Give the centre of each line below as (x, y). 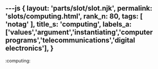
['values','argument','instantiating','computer (79, 32)
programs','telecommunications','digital (70, 40)
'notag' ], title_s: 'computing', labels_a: (69, 24)
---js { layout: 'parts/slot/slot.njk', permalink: (79, 8)
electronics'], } (29, 48)
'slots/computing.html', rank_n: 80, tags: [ (74, 17)
